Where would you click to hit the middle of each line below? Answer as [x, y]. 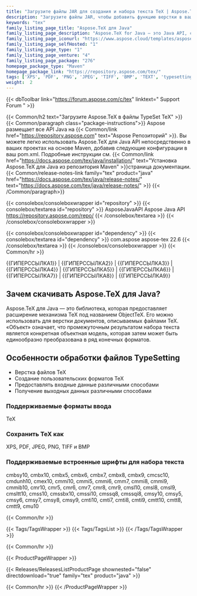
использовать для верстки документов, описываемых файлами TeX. [92, 321]
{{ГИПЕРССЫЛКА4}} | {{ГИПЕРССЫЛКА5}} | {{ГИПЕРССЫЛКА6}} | [90, 270]
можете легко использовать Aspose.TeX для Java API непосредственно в [98, 142]
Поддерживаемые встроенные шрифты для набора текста [95, 462]
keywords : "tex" [26, 22]
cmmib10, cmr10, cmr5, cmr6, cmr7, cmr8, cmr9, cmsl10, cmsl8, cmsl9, [91, 487]
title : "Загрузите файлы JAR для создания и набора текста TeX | [87, 11]
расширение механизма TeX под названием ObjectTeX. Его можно [90, 314]
